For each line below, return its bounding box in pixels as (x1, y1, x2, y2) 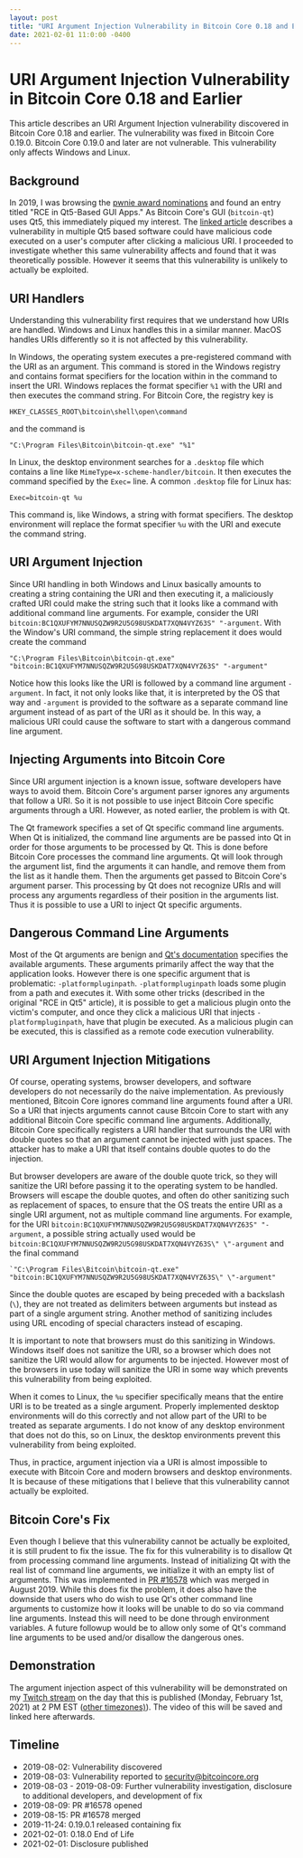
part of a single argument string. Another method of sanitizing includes (9, 1308, 273, 1319)
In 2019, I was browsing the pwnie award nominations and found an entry (9, 197, 281, 208)
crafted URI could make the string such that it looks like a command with (9, 598, 279, 609)
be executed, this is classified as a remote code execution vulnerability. (9, 1026, 275, 1037)
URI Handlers (9, 290, 85, 306)
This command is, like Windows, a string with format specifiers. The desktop (9, 508, 294, 520)
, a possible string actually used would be (41, 1228, 196, 1239)
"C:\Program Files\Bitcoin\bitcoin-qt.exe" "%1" (9, 441, 196, 450)
